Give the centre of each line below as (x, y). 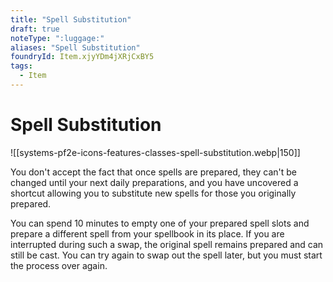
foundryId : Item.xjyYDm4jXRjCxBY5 (82, 57)
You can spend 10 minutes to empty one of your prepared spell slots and (160, 223)
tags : (21, 66)
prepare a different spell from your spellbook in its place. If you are (147, 233)
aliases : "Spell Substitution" (75, 47)
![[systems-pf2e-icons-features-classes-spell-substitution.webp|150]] (155, 152)
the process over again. (59, 265)
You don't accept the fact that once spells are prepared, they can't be (153, 172)
